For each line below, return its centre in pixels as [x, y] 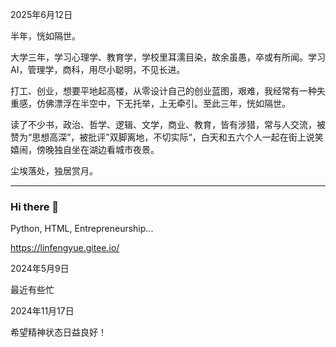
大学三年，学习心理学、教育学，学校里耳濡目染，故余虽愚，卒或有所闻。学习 [168, 57]
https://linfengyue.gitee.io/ [65, 248]
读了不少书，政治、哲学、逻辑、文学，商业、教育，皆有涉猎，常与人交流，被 [168, 124]
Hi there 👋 [35, 206]
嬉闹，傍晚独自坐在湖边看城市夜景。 [85, 149]
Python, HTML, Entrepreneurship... [82, 229]
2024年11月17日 [42, 311]
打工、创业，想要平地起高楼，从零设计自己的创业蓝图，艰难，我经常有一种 [163, 91]
